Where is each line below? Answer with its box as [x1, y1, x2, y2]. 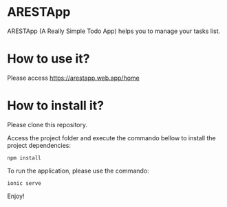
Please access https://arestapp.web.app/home [7, 74, 140, 82]
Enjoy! [7, 192, 25, 200]
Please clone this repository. [7, 120, 88, 129]
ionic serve [7, 179, 41, 186]
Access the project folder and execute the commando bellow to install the [7, 133, 216, 142]
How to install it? [7, 98, 105, 113]
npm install [7, 154, 41, 162]
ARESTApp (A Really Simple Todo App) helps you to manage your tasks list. [7, 27, 221, 35]
